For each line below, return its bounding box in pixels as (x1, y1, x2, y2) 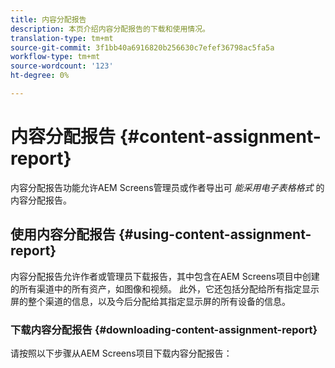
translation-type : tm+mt (10, 33, 114, 43)
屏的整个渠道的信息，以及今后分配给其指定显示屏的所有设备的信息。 (10, 295, 291, 307)
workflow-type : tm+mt (10, 52, 101, 62)
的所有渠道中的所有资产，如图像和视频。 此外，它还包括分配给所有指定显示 (10, 282, 320, 295)
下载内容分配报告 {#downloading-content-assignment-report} (10, 322, 318, 336)
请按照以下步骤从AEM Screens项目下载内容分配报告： (10, 347, 233, 359)
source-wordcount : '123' (10, 61, 114, 71)
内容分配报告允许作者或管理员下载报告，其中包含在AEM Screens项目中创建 (10, 270, 320, 282)
